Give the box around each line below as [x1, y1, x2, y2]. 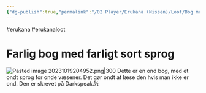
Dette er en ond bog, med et [117, 67, 189, 74]
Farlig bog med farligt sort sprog [6, 47, 175, 61]
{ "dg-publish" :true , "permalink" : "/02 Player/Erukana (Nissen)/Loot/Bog [6, 9, 193, 15]
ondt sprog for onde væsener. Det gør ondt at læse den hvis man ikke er [6, 74, 189, 81]
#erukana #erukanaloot [6, 26, 66, 33]
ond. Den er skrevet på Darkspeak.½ [6, 80, 99, 87]
